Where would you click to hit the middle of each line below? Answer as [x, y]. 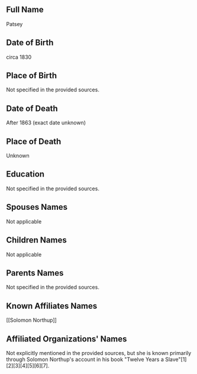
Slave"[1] [176, 359]
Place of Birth [32, 76]
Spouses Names [37, 207]
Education [25, 174]
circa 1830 [19, 57]
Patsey [14, 24]
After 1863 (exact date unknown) [46, 123]
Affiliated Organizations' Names [67, 339]
